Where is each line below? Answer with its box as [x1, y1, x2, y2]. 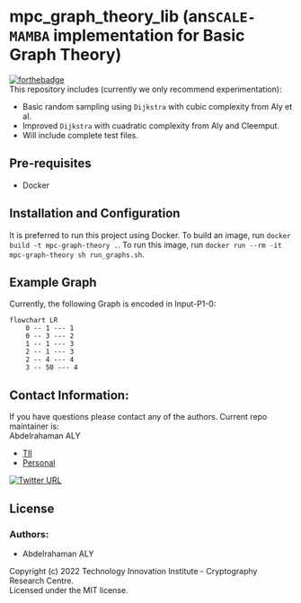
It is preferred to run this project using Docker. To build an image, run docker [9, 229, 291, 240]
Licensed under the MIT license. [9, 584, 128, 595]
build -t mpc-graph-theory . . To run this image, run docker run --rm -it [9, 239, 282, 250]
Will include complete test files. [22, 129, 139, 140]
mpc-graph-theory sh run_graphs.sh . [9, 249, 146, 260]
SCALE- [207, 9, 256, 26]
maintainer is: [9, 421, 60, 432]
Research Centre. [9, 575, 75, 586]
